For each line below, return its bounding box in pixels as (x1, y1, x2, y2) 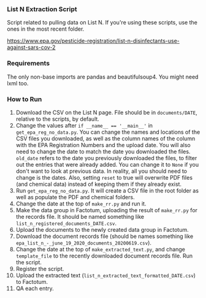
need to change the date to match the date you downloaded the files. (15, 148, 191, 155)
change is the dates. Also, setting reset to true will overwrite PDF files (15, 174, 193, 181)
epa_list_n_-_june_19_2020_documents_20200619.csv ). (15, 239, 152, 246)
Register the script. (15, 265, 64, 272)
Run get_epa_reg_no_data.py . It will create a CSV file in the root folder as (15, 186, 199, 194)
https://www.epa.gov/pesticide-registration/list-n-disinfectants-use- (7, 37, 180, 45)
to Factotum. (15, 278, 48, 285)
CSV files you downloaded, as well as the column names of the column (15, 134, 196, 142)
